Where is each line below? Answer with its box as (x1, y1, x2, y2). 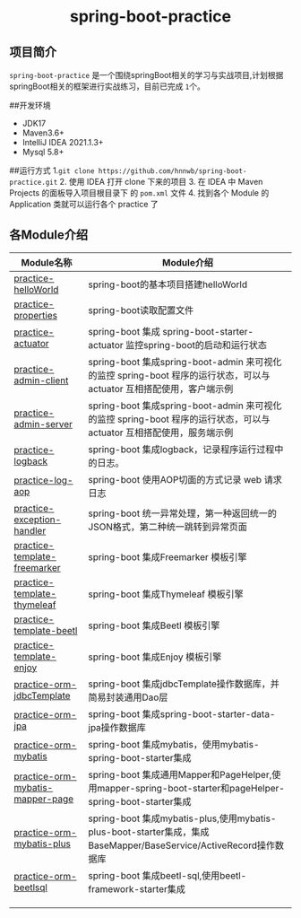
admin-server (13, 417, 73, 430)
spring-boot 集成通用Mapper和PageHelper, (88, 768, 272, 781)
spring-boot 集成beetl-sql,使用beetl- (88, 869, 247, 881)
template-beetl (13, 624, 78, 636)
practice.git (9, 178, 58, 187)
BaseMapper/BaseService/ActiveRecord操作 (88, 839, 276, 852)
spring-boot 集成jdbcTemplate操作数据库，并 (88, 678, 280, 690)
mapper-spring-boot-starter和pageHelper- (97, 782, 285, 794)
